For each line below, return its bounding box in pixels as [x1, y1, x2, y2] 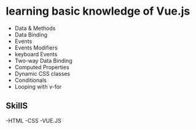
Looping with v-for [14, 83, 62, 90]
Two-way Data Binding [14, 57, 73, 64]
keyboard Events [14, 50, 58, 57]
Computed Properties [14, 63, 69, 71]
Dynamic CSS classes [14, 70, 71, 77]
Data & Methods [14, 24, 56, 32]
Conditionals [14, 76, 47, 84]
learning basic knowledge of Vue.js [6, 4, 190, 18]
